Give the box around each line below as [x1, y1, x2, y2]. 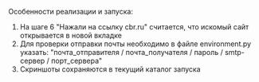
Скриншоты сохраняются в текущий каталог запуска [19, 64, 201, 74]
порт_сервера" [51, 56, 103, 65]
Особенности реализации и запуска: [8, 7, 134, 16]
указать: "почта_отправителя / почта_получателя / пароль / [19, 48, 223, 57]
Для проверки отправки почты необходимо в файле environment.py [19, 39, 252, 49]
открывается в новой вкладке [19, 31, 122, 40]
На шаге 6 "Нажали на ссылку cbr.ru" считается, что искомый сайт [19, 22, 249, 31]
